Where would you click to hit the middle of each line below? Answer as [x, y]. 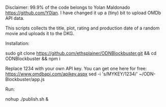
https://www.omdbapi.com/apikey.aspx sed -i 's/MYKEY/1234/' [72, 74]
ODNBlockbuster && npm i [33, 59]
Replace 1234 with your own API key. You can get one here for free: [76, 69]
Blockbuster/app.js [25, 79]
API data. [15, 18]
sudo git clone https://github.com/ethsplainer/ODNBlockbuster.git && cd [81, 53]
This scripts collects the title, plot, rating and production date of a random [82, 28]
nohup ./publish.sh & [27, 99]
